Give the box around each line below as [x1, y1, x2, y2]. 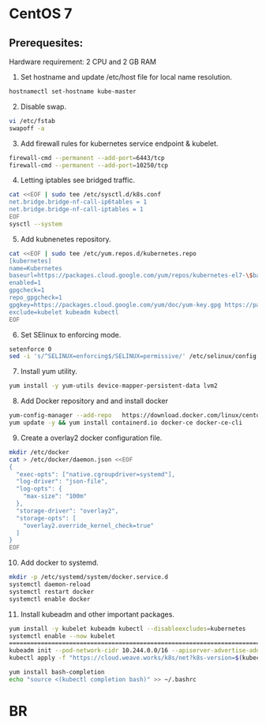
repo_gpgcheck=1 [9, 293, 62, 301]
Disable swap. [20, 102, 66, 111]
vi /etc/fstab [9, 117, 56, 125]
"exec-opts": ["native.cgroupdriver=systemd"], [16, 470, 176, 478]
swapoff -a [9, 124, 45, 132]
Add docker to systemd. [20, 558, 99, 568]
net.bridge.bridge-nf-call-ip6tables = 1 [9, 198, 148, 206]
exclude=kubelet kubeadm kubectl [9, 308, 119, 316]
